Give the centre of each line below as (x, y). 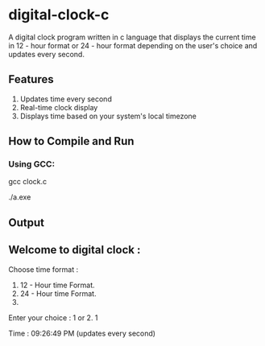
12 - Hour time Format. (57, 285)
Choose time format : (43, 269)
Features (31, 79)
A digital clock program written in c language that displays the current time (132, 37)
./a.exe (20, 197)
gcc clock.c (28, 182)
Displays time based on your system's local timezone (108, 116)
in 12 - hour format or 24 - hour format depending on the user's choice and (133, 45)
